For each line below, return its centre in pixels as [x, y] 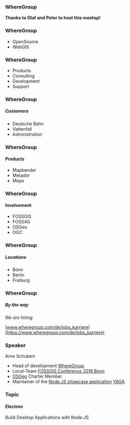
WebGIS [21, 47]
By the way [17, 305]
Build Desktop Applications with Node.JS [47, 418]
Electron [14, 406]
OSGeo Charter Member [37, 376]
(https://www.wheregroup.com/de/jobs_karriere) [55, 332]
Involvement [18, 206]
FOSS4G [21, 222]
